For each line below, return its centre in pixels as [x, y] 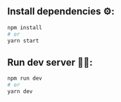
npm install [25, 27]
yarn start [23, 41]
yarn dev [20, 92]
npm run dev [25, 79]
